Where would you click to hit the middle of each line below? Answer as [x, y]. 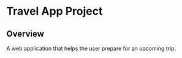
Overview [25, 34]
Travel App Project [55, 11]
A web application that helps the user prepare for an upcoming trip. [91, 48]
